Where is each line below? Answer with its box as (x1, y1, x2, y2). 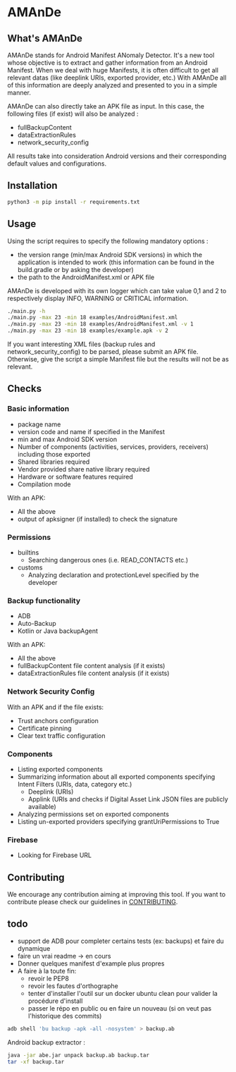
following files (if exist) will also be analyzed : (7, 110, 139, 118)
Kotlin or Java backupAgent (17, 627, 99, 635)
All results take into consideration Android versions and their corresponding (7, 152, 227, 160)
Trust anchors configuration (17, 716, 99, 725)
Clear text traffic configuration (17, 731, 106, 740)
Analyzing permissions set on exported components (17, 810, 169, 818)
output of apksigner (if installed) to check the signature (17, 515, 178, 523)
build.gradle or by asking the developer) (17, 265, 134, 273)
